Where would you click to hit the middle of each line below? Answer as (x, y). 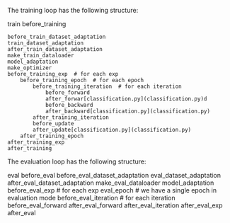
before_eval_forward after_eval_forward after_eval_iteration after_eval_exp (115, 205)
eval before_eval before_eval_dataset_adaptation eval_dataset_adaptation (114, 175)
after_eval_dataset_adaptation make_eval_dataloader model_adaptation (111, 183)
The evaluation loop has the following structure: (77, 161)
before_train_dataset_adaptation (57, 37)
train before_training (37, 24)
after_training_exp (36, 142)
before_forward (68, 93)
